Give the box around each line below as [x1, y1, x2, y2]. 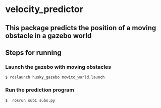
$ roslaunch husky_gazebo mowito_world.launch [5, 75, 105, 80]
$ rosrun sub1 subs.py [5, 98, 56, 103]
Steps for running [5, 48, 62, 57]
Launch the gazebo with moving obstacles [5, 63, 112, 70]
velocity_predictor [5, 4, 83, 15]
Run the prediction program [5, 86, 74, 93]
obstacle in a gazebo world [5, 31, 92, 40]
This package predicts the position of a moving [5, 24, 156, 32]
